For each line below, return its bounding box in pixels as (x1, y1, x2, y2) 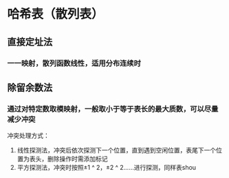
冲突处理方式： (7, 132, 50, 140)
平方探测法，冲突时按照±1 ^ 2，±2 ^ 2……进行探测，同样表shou (17, 164, 197, 172)
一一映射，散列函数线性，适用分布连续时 (7, 58, 141, 68)
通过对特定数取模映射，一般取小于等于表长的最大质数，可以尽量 (7, 104, 219, 114)
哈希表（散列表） (7, 6, 105, 22)
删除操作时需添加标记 (47, 155, 108, 163)
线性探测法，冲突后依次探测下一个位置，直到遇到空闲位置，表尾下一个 (17, 146, 217, 155)
